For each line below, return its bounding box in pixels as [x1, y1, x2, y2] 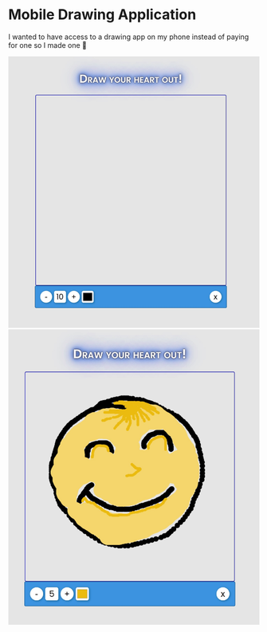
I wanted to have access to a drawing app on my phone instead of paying [8, 32, 249, 41]
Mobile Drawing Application [8, 6, 197, 24]
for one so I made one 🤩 [8, 40, 88, 49]
